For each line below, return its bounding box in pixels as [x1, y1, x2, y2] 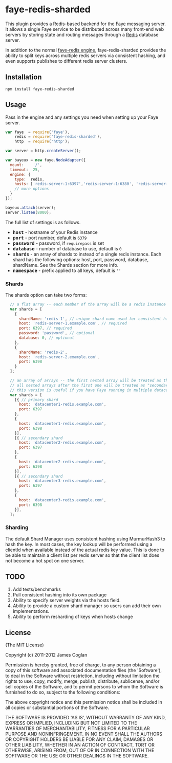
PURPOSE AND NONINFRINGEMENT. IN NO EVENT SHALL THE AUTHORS [5, 731, 163, 737]
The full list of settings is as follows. [5, 219, 81, 225]
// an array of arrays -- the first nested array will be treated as [10, 378, 161, 384]
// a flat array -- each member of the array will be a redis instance [10, 302, 166, 307]
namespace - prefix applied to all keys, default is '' [12, 267, 121, 274]
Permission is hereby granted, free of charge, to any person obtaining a [5, 662, 156, 668]
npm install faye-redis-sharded [5, 86, 74, 92]
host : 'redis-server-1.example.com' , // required [18, 321, 127, 326]
